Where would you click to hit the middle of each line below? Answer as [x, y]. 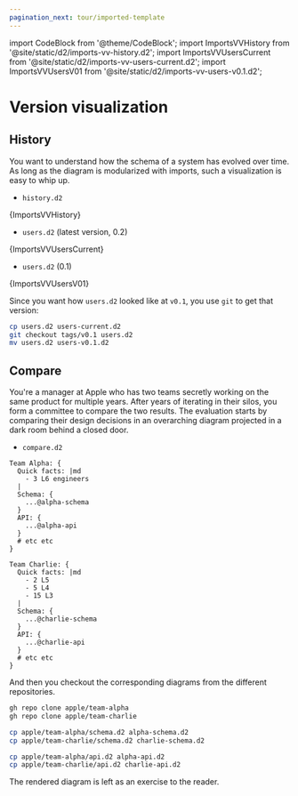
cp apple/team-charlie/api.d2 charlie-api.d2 [95, 765]
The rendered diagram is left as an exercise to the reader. [114, 782]
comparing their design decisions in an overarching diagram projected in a [145, 421]
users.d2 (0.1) [47, 266]
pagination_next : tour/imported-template [87, 17]
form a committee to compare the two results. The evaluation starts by [138, 411]
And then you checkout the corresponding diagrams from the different [138, 682]
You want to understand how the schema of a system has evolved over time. [149, 161]
